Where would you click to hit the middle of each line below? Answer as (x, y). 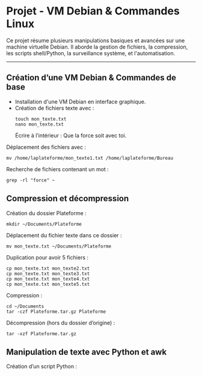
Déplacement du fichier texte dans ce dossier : (64, 235)
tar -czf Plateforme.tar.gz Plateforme (56, 311)
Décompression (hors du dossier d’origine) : (61, 323)
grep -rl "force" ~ (31, 180)
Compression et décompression (68, 199)
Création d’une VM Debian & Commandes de (91, 78)
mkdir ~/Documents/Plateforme (44, 224)
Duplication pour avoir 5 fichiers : (47, 257)
